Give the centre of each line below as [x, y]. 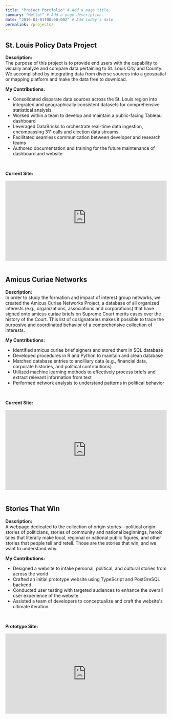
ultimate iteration [30, 606]
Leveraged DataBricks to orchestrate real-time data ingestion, [78, 127]
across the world [30, 574]
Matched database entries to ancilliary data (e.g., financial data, [80, 361]
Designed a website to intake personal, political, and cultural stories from [90, 568]
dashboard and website [38, 154]
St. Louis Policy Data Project [51, 45]
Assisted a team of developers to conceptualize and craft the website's [88, 601]
